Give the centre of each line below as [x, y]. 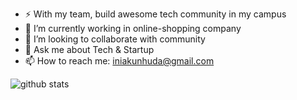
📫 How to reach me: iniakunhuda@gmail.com [119, 61]
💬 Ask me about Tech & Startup [89, 49]
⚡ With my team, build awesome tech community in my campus [155, 14]
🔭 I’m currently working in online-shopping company [133, 28]
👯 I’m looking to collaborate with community [115, 39]
